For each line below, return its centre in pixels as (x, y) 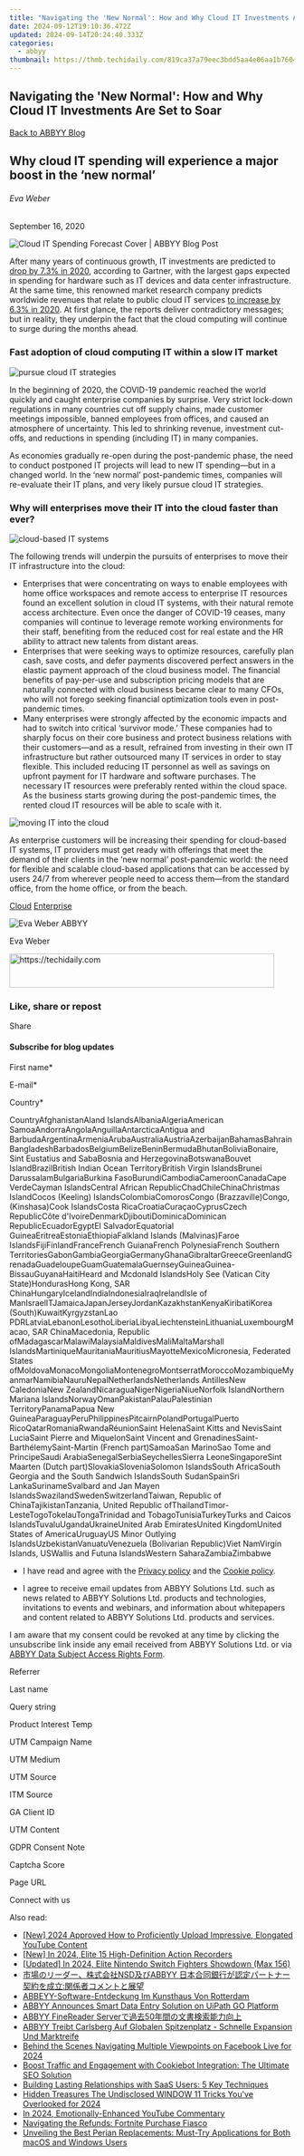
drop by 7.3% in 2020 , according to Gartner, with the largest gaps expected (150, 271)
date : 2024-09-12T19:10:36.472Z (70, 26)
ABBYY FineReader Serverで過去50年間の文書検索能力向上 (132, 2016)
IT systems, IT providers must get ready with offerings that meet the (136, 850)
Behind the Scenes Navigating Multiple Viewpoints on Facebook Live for (157, 2045)
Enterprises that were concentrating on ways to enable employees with (155, 584)
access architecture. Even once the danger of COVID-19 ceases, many (154, 612)
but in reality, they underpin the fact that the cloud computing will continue (148, 319)
